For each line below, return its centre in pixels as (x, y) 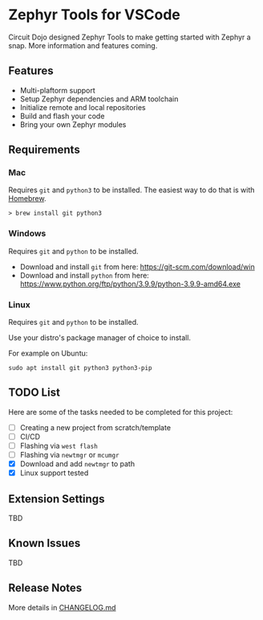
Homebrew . (27, 199)
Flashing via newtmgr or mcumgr (69, 455)
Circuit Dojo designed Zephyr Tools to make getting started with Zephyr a (129, 37)
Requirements (44, 150)
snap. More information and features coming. (83, 45)
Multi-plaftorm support (58, 90)
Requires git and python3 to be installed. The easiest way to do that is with (131, 190)
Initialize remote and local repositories (83, 107)
